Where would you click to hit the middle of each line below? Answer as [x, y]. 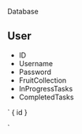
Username [35, 63]
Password [35, 72]
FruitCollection [43, 80]
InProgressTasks [46, 88]
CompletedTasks [46, 97]
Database [23, 11]
